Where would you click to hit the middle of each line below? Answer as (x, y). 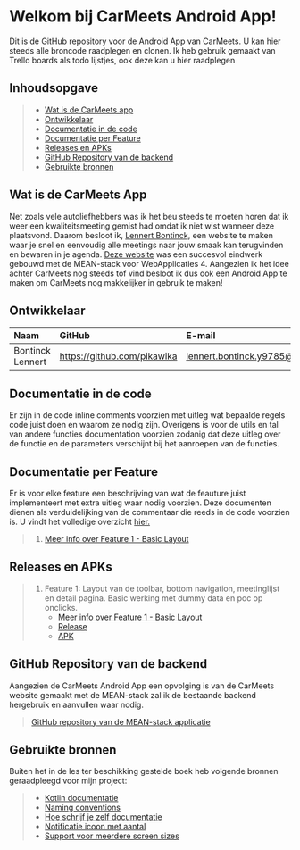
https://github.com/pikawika (118, 356)
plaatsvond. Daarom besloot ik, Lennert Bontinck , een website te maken (142, 235)
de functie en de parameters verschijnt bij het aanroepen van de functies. (144, 444)
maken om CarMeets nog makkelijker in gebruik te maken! (116, 282)
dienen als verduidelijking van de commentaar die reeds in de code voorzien (150, 512)
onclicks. (61, 607)
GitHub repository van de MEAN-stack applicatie (121, 721)
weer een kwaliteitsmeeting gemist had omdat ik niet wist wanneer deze (142, 226)
